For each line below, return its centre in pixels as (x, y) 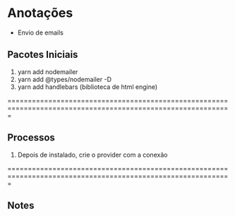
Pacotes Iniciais (43, 55)
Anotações (40, 13)
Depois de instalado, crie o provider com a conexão (92, 155)
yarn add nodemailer (48, 71)
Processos (31, 138)
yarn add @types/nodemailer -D (64, 79)
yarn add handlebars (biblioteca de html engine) (88, 87)
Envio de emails (40, 32)
